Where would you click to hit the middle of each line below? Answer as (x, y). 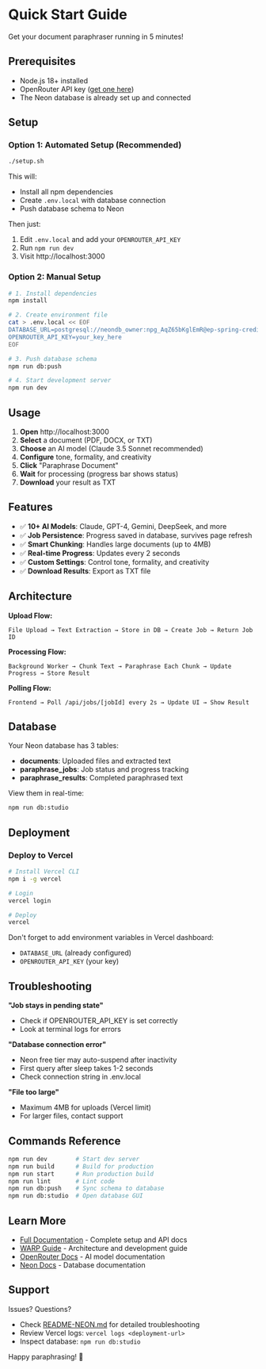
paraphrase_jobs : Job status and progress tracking (104, 769)
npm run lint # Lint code (61, 1181)
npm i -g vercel (35, 879)
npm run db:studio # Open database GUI (76, 1196)
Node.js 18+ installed (54, 80)
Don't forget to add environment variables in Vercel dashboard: (111, 938)
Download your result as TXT (68, 482)
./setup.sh (26, 161)
